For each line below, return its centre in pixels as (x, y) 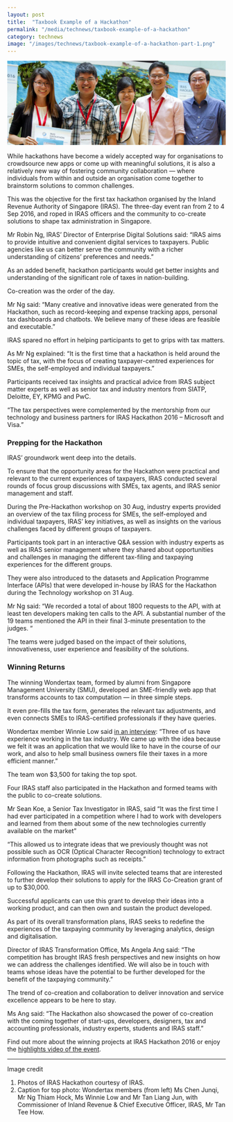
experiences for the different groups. (60, 564)
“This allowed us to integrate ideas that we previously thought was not (107, 844)
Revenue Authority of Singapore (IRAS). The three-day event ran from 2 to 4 (116, 206)
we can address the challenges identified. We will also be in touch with (108, 964)
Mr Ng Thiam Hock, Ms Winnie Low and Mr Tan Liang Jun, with (107, 1097)
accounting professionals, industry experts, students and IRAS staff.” (105, 1028)
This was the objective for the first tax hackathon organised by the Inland (112, 199)
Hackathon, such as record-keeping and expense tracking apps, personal (112, 312)
